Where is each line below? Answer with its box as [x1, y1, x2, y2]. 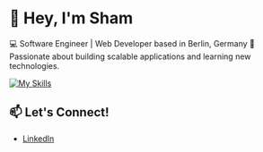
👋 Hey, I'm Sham [9, 8, 134, 29]
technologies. [9, 60, 60, 71]
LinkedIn [22, 133, 55, 144]
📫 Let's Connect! [9, 105, 110, 120]
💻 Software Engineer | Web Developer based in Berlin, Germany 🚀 [9, 38, 256, 48]
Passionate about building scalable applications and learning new [9, 51, 251, 62]
